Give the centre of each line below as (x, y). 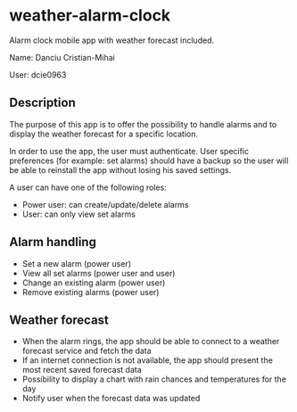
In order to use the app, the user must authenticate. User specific (129, 151)
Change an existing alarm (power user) (94, 283)
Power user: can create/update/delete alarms (105, 204)
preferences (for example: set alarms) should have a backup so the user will (149, 161)
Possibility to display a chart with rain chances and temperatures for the (154, 379)
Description (42, 103)
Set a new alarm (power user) (77, 263)
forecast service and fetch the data (87, 351)
